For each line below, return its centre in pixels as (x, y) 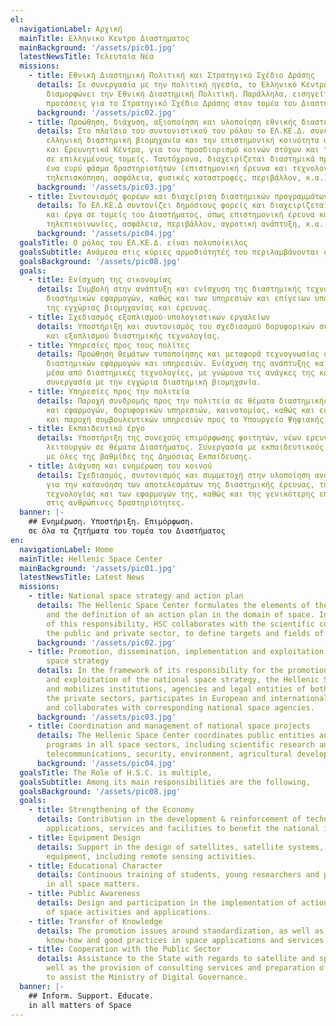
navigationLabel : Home (66, 549)
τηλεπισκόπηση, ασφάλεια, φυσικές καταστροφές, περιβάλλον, (174, 177)
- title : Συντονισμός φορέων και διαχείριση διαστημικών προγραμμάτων (178, 196)
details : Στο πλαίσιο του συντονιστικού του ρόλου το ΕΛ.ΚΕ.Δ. (171, 131)
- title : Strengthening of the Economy (111, 810)
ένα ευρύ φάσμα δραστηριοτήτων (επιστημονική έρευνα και (167, 168)
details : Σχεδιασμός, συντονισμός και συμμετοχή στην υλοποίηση (173, 475)
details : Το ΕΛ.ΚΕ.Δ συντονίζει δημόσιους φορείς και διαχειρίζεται (182, 206)
